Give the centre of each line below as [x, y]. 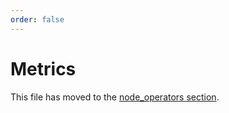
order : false [37, 19]
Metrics [43, 68]
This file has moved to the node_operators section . [115, 97]
